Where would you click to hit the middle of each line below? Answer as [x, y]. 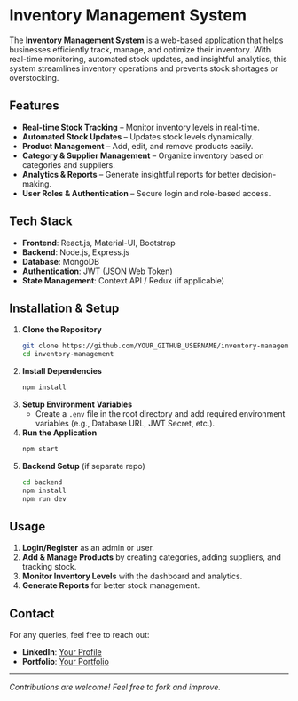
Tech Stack [41, 222]
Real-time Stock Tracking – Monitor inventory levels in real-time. [141, 127]
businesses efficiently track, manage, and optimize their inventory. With [140, 49]
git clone [40, 346]
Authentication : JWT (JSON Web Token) [97, 271]
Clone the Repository [62, 330]
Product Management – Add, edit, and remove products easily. [137, 146]
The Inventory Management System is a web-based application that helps [146, 40]
